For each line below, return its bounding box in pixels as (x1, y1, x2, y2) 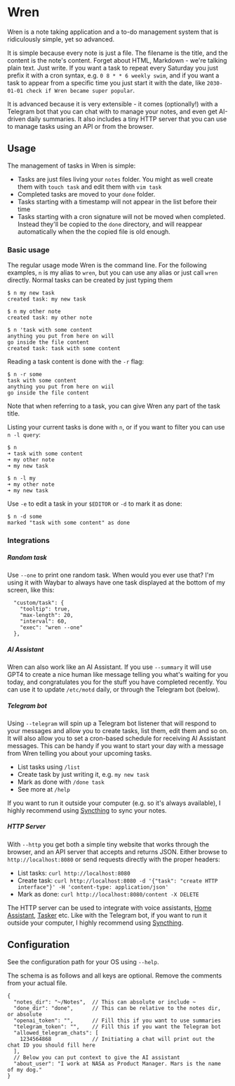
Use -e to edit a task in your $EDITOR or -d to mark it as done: (7, 499, 182, 508)
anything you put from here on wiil (7, 383, 114, 391)
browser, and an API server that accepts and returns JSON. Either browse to (7, 847, 228, 856)
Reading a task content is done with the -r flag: (7, 357, 145, 366)
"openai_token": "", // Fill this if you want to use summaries (13, 1017, 221, 1024)
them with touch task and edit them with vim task (17, 182, 162, 191)
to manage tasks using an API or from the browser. (7, 122, 154, 130)
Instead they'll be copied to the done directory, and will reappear (17, 220, 203, 228)
